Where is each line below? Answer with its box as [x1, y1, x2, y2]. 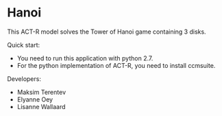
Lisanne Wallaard [16, 102, 66, 111]
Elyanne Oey [16, 95, 53, 104]
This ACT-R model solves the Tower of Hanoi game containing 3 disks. [7, 27, 207, 36]
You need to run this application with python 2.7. [16, 54, 153, 62]
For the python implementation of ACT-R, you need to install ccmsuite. [16, 61, 216, 69]
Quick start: [7, 40, 40, 49]
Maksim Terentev [16, 88, 66, 96]
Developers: [7, 74, 41, 83]
